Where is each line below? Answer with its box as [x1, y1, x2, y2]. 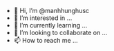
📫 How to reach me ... [13, 37, 78, 44]
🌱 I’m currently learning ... [13, 21, 88, 29]
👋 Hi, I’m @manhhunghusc [13, 7, 90, 14]
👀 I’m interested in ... [13, 14, 73, 22]
